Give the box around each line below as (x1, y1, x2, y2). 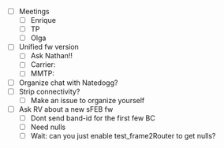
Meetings (18, 7, 50, 16)
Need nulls (30, 122, 66, 131)
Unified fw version (18, 43, 80, 52)
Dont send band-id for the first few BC (30, 113, 155, 123)
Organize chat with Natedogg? (18, 78, 118, 87)
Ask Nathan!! (30, 51, 73, 61)
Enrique (30, 16, 57, 25)
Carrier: (30, 60, 56, 69)
